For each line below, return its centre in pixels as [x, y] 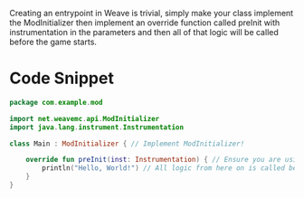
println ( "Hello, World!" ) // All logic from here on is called [163, 168]
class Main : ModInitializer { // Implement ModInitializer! [127, 144]
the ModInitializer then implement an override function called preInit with [145, 23]
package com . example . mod [56, 102]
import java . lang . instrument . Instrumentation [96, 127]
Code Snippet [62, 78]
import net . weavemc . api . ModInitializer [85, 118]
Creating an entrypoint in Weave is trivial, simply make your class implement [152, 13]
